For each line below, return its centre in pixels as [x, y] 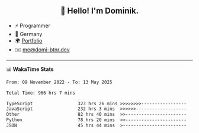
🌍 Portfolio [28, 40]
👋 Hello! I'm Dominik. [99, 11]
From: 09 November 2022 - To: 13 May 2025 [59, 82]
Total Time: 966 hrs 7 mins [41, 93]
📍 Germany [28, 34]
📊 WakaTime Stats [30, 69]
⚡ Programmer [32, 25]
